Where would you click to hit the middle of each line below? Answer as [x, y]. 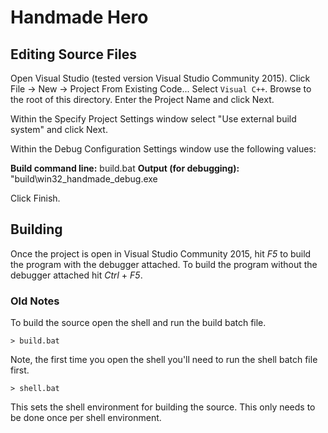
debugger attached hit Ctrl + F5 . [76, 275]
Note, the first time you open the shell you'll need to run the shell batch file [164, 360]
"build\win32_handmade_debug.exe [84, 179]
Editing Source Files [73, 54]
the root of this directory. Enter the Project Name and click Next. [142, 99]
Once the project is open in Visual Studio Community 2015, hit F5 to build [161, 253]
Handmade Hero [79, 17]
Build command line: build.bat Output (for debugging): [125, 168]
